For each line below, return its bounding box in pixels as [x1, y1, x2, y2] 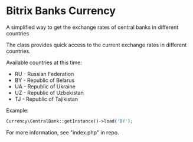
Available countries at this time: [6, 59, 83, 66]
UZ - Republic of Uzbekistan [14, 89, 84, 96]
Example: [6, 107, 29, 114]
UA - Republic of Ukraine [14, 82, 76, 90]
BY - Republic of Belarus [14, 77, 75, 84]
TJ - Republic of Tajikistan [14, 95, 78, 103]
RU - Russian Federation [14, 70, 74, 77]
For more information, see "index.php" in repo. [6, 128, 119, 136]
